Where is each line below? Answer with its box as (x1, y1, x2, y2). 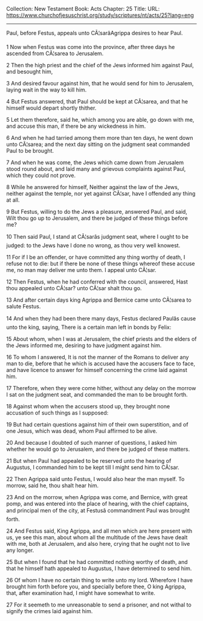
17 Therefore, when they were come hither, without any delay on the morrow (6, 385, 196, 391)
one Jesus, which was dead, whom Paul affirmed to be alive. (6, 427, 158, 434)
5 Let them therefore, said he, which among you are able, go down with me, (6, 116, 195, 123)
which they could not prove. (6, 172, 76, 179)
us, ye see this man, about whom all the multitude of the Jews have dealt (6, 534, 188, 541)
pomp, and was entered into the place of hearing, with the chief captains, (6, 500, 189, 507)
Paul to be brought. (6, 147, 54, 154)
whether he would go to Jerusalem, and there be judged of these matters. (6, 445, 190, 453)
